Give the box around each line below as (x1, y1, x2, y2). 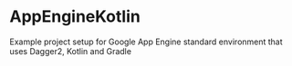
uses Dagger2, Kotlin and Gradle (9, 45, 132, 56)
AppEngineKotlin (9, 6, 141, 27)
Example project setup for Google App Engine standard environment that (9, 36, 283, 47)
